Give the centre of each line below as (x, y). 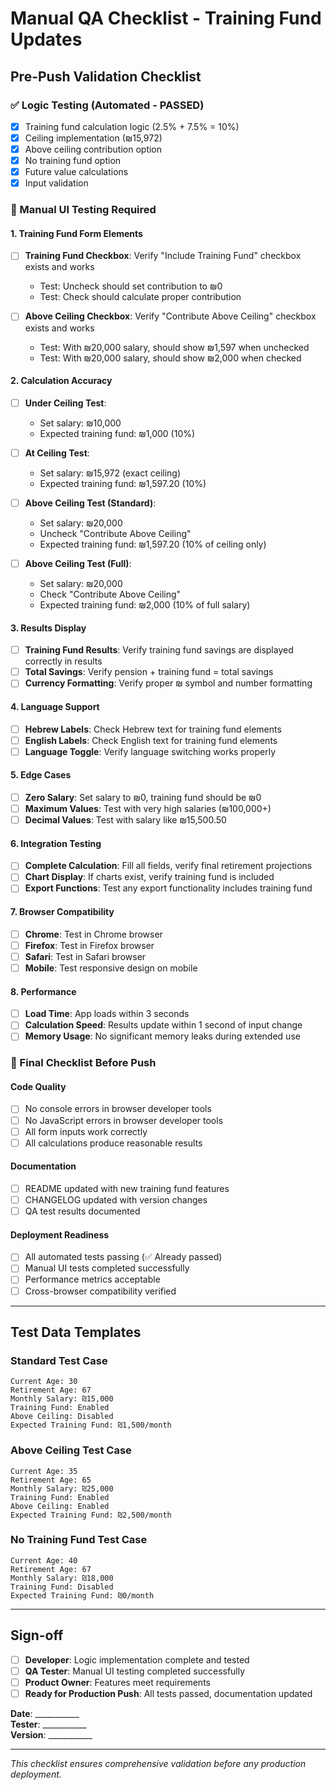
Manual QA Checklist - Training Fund (166, 18)
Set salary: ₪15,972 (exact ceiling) (110, 473)
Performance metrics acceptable (92, 1279)
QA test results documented (82, 1211)
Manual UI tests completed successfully (107, 1268)
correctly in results (63, 661)
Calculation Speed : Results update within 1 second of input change (163, 1025)
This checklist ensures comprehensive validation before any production (158, 1763)
